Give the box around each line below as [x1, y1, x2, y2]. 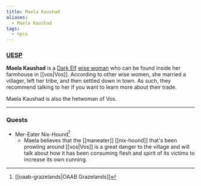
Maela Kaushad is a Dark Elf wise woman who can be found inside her [6, 64, 181, 72]
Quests [6, 116, 28, 124]
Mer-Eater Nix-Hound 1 [14, 130, 71, 138]
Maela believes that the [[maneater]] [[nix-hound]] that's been [23, 137, 178, 144]
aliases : [6, 14, 28, 20]
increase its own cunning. [23, 156, 88, 163]
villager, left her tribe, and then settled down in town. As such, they [6, 77, 171, 85]
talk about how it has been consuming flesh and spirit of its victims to [23, 149, 195, 157]
